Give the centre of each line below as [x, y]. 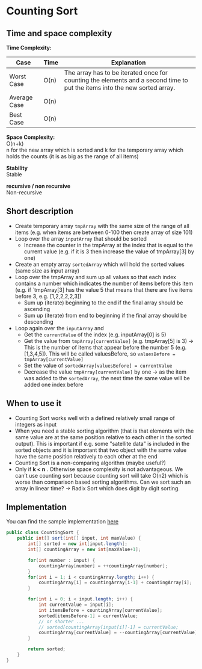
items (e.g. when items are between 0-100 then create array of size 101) [104, 232]
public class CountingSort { [43, 533]
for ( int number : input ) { [62, 560]
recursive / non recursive [38, 186]
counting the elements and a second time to [126, 80]
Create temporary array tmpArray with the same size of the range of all [102, 226]
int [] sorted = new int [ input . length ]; [78, 544]
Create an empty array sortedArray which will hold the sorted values [99, 264]
